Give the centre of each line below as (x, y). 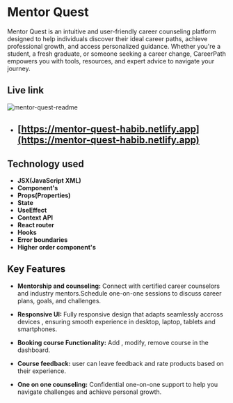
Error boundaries (42, 239)
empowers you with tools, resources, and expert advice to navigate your (111, 61)
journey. (19, 68)
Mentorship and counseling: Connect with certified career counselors (119, 286)
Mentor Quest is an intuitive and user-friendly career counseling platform (112, 31)
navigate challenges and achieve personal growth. (89, 392)
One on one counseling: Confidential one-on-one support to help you (118, 384)
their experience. (42, 371)
